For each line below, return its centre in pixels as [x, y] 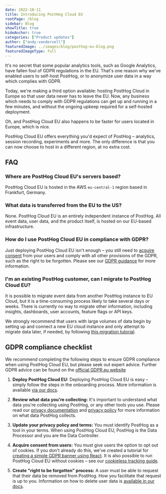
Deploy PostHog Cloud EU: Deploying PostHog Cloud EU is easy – [80, 379]
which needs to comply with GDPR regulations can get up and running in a [81, 101]
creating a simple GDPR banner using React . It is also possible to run [82, 455]
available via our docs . [35, 390]
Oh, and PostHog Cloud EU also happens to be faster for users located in [80, 121]
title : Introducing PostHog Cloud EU [44, 14]
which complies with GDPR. [33, 81]
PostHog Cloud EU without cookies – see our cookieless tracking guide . [85, 461]
